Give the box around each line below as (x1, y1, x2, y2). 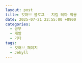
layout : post (5, 7, 33, 13)
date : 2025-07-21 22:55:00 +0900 (5, 17, 76, 22)
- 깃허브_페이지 (10, 45, 38, 50)
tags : (5, 41, 17, 46)
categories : (5, 21, 31, 27)
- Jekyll (10, 50, 29, 55)
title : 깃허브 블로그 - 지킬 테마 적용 (5, 12, 77, 17)
